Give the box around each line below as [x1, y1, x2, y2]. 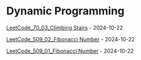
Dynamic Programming [6, 4, 125, 18]
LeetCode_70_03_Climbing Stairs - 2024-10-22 [6, 24, 123, 31]
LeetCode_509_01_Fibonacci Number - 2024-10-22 [6, 47, 134, 55]
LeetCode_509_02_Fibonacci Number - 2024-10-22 [6, 35, 135, 43]
